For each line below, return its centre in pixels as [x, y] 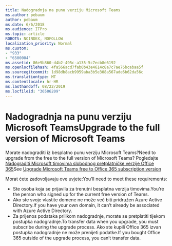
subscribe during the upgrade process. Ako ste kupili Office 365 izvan [87, 227]
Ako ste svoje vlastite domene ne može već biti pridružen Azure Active [88, 200]
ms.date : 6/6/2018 [25, 24]
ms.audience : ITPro [26, 29]
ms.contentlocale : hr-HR [32, 82]
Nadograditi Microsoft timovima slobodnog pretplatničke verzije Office [80, 164]
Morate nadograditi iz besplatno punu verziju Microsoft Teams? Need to [81, 153]
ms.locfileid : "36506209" [33, 91]
